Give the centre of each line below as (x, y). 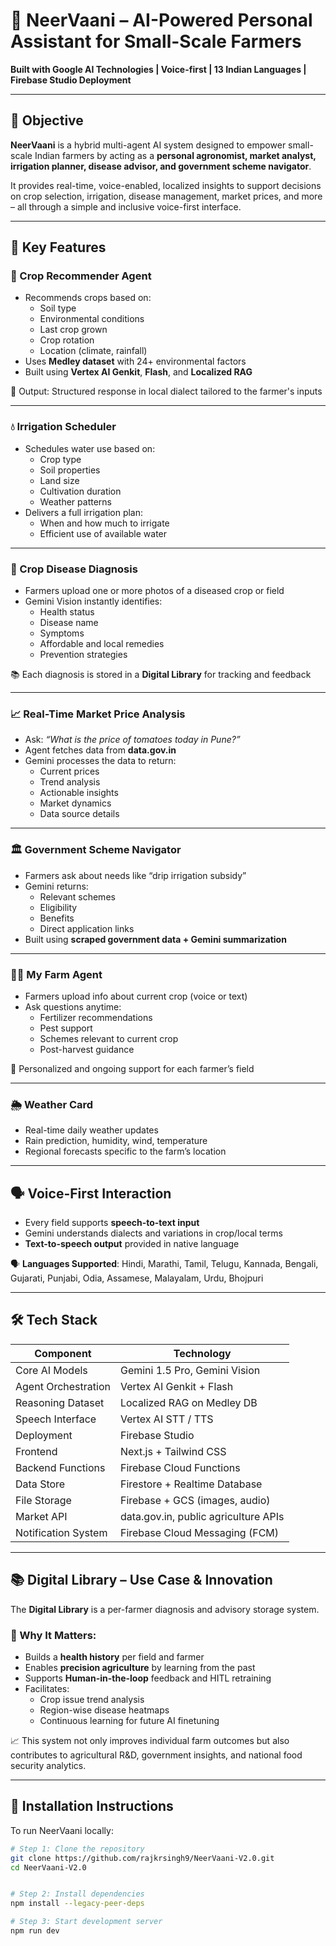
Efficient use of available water (103, 533)
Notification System (61, 1532)
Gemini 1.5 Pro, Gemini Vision (190, 1370)
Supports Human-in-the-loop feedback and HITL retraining (148, 1678)
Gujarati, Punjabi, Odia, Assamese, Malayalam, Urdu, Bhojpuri (137, 1278)
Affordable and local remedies (102, 644)
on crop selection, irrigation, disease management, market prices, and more (166, 196)
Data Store (40, 1484)
